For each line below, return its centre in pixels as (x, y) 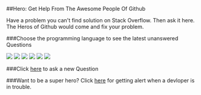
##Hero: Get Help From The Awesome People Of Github (76, 9)
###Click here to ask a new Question (52, 69)
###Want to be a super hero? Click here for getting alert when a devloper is (100, 80)
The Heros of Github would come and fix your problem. (75, 27)
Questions (19, 45)
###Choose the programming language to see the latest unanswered (92, 38)
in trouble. (19, 87)
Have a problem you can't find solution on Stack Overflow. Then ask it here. (100, 20)
